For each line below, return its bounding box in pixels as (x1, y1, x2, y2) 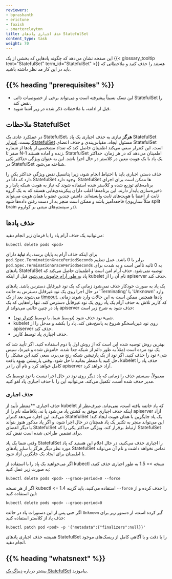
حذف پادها (6, 219, 35, 227)
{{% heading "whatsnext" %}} (6, 554, 106, 563)
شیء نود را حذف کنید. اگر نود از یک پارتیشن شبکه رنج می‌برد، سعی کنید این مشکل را (6, 352, 167, 358)
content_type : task (6, 36, 48, 42)
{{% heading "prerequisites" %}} (6, 81, 115, 90)
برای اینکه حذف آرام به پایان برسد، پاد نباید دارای (6, 251, 98, 257)
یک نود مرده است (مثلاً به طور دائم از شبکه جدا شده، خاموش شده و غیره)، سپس (6, 346, 160, 353)
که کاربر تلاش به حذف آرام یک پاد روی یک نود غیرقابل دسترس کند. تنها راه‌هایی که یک (6, 299, 167, 305)
